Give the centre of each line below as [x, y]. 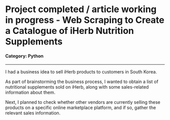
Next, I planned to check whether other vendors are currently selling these [83, 102]
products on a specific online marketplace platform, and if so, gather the [81, 108]
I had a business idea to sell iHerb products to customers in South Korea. [81, 72]
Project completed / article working [81, 9]
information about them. [30, 93]
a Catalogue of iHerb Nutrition [70, 31]
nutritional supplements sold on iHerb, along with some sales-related [77, 87]
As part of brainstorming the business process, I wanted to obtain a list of [82, 82]
